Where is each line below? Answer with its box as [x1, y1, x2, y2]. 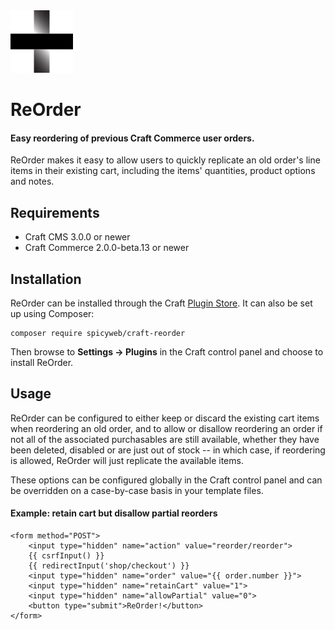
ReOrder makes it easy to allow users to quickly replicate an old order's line [10, 154, 321, 166]
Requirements [10, 204, 100, 221]
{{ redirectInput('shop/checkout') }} [28, 561, 190, 571]
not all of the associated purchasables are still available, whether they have [10, 433, 320, 445]
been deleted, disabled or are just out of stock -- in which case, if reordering [10, 444, 326, 456]
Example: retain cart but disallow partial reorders [10, 507, 218, 519]
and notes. [10, 175, 55, 188]
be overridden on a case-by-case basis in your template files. [10, 484, 264, 496]
